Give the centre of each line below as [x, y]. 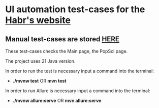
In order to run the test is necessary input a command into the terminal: [80, 71]
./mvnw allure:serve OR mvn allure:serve [57, 101]
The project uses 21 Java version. [40, 61]
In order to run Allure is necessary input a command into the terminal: [78, 91]
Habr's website [38, 20]
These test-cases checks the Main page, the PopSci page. [67, 51]
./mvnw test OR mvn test [39, 81]
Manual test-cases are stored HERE [62, 39]
